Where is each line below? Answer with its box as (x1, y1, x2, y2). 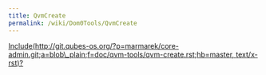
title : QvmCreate (8, 11, 66, 20)
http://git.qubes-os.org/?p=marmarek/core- (34, 41, 180, 50)
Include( (8, 41, 36, 50)
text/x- (235, 49, 258, 59)
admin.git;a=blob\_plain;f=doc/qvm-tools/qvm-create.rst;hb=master (8, 49, 232, 59)
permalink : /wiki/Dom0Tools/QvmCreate (8, 19, 137, 27)
